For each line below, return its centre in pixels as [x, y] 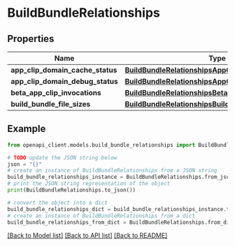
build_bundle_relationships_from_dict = [67, 222]
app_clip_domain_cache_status [64, 70]
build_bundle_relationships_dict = [59, 209]
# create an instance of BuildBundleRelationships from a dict [101, 216]
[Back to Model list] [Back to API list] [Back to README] [87, 236]
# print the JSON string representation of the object [89, 184]
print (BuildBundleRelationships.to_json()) [72, 190]
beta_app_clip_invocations [56, 93]
